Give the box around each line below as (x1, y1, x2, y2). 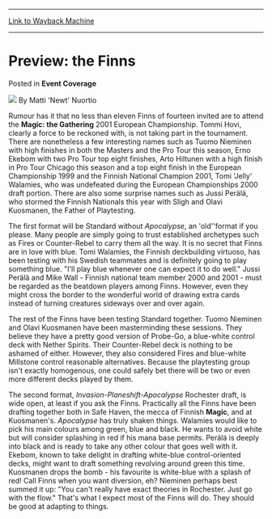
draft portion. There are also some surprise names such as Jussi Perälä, (8, 188, 249, 198)
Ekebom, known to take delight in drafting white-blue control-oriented (8, 449, 241, 459)
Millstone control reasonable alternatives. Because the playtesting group (8, 357, 250, 366)
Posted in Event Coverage (8, 78, 97, 88)
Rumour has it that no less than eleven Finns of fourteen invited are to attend (8, 111, 264, 120)
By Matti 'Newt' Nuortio (18, 95, 97, 105)
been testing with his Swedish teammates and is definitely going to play (8, 255, 247, 265)
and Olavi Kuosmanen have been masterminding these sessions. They (8, 323, 243, 332)
